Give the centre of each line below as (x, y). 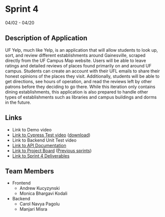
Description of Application (46, 38)
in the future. (18, 102)
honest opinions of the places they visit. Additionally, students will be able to (82, 76)
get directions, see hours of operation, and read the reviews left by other (79, 81)
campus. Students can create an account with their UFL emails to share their (82, 71)
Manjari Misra (33, 209)
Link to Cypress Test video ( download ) (51, 135)
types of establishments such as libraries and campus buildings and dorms (81, 97)
